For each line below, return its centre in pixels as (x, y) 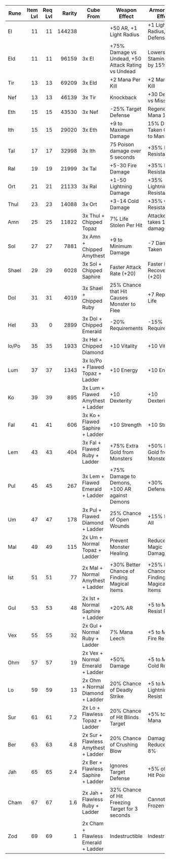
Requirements (126, 328)
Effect (126, 16)
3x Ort (90, 204)
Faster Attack (125, 267)
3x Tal (89, 169)
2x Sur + (92, 735)
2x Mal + (92, 568)
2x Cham (93, 823)
